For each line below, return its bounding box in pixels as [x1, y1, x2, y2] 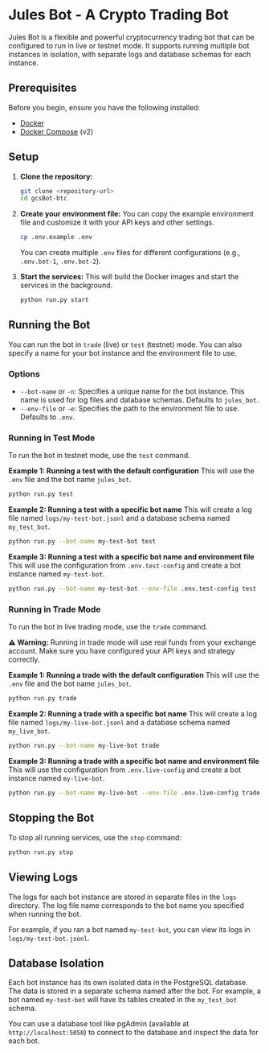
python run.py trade [8, 695, 78, 703]
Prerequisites [8, 81, 77, 95]
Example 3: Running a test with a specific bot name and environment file [8, 552, 255, 562]
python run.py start [19, 296, 89, 304]
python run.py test [8, 490, 74, 498]
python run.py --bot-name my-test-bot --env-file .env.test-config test [8, 585, 257, 593]
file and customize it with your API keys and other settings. [19, 217, 214, 227]
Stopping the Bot [8, 811, 95, 825]
